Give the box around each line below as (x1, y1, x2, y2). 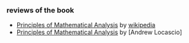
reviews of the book (6, 5, 74, 15)
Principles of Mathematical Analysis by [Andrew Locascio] (16, 28, 182, 36)
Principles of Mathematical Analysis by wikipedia (16, 21, 156, 29)
